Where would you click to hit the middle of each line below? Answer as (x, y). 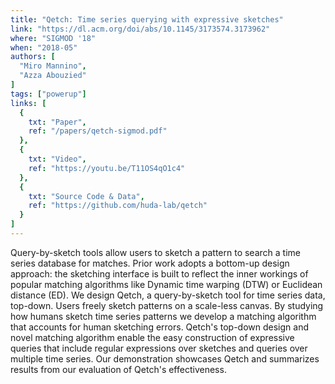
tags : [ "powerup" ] (48, 94)
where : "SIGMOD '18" (53, 38)
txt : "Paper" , (57, 122)
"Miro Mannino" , (53, 66)
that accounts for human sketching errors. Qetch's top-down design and (159, 327)
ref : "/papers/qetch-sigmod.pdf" (98, 131)
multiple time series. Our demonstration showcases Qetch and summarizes (165, 358)
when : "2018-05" (44, 47)
